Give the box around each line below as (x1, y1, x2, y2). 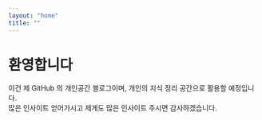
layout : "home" (8, 11, 59, 20)
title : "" (8, 19, 42, 27)
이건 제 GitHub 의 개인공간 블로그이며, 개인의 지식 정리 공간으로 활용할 (8, 83, 227, 93)
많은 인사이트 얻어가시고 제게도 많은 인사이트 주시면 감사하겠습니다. (8, 103, 217, 113)
